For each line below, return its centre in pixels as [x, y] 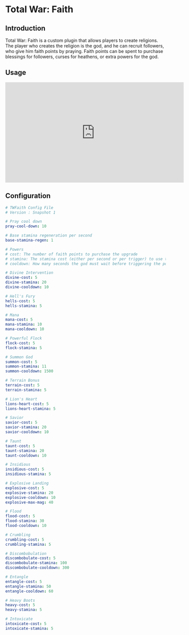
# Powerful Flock [24, 338]
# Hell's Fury [20, 296]
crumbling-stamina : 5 [28, 544]
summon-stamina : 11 [26, 366]
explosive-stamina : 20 [29, 493]
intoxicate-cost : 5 [26, 624]
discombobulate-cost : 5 [31, 558]
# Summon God [19, 357]
